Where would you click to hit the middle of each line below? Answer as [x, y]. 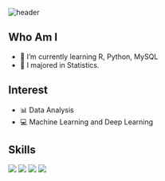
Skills [22, 150]
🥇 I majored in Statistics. [59, 65]
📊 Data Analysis [47, 110]
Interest [28, 90]
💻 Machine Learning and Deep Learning [86, 122]
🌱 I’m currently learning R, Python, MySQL [89, 57]
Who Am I [33, 37]
